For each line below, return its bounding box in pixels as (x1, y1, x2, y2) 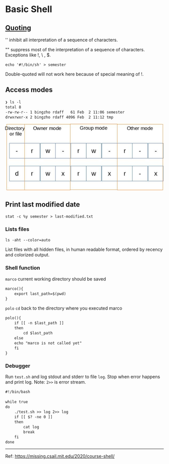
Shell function (5, 264, 40, 271)
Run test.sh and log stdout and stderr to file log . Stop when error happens (5, 374, 160, 380)
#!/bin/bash (5, 390, 30, 395)
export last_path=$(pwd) (14, 291, 66, 296)
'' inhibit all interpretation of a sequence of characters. (5, 37, 118, 43)
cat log (23, 425, 39, 430)
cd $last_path (23, 330, 53, 335)
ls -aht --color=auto (5, 238, 51, 243)
